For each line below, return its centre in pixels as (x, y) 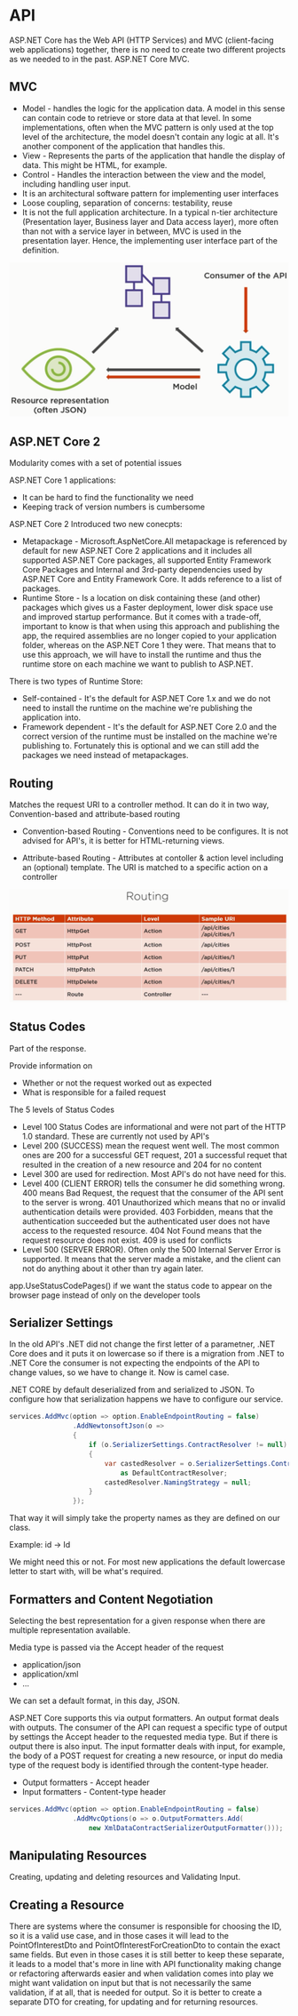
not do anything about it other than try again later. (113, 1268)
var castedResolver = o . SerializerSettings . (188, 1463)
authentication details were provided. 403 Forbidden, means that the (147, 1212)
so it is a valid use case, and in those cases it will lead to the (119, 1936)
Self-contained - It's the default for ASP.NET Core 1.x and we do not (146, 699)
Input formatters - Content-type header (94, 1791)
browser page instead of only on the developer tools (105, 1295)
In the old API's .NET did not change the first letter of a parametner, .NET (142, 1344)
